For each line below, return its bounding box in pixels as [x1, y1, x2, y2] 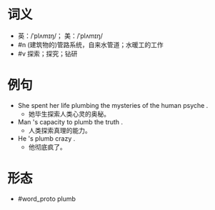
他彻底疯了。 [28, 142, 66, 151]
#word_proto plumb [17, 194, 76, 203]
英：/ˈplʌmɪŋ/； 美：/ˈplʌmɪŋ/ [17, 31, 104, 40]
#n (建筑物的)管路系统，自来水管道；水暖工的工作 [17, 40, 164, 49]
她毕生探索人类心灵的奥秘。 [28, 109, 111, 118]
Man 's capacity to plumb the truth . [17, 117, 124, 126]
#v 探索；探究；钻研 [17, 49, 78, 58]
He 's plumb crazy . [17, 134, 76, 143]
